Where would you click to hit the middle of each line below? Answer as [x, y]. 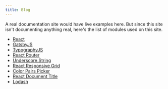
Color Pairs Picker [31, 71]
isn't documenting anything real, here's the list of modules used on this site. [84, 29]
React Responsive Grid [36, 65]
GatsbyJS [22, 44]
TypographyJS [28, 49]
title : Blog [18, 10]
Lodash [20, 81]
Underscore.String [32, 60]
